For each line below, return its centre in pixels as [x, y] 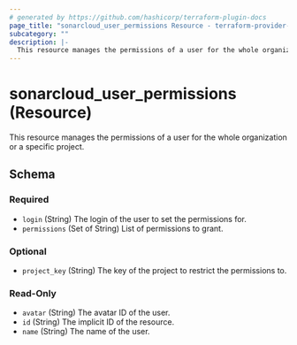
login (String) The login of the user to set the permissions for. [134, 218]
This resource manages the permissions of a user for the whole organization [148, 137]
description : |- [39, 42]
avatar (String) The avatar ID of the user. [96, 313]
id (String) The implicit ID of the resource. [98, 322]
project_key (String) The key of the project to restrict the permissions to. [154, 271]
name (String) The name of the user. [86, 332]
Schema [32, 175]
